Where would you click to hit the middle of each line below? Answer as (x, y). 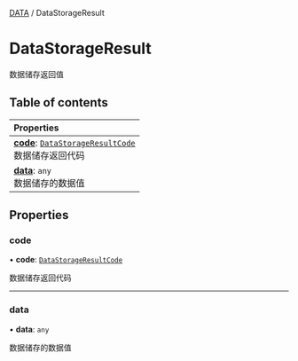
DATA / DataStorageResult (57, 13)
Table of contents (59, 102)
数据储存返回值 (36, 74)
